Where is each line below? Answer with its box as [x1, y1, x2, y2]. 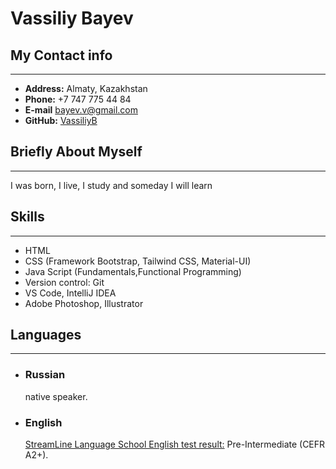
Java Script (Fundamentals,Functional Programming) [24, 265, 242, 277]
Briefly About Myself [10, 143, 143, 161]
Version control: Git [24, 276, 105, 288]
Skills [10, 208, 45, 226]
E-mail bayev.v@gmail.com [24, 104, 138, 116]
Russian [24, 368, 66, 382]
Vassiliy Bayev [10, 7, 134, 30]
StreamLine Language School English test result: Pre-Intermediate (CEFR [24, 438, 326, 451]
